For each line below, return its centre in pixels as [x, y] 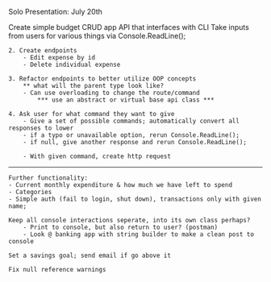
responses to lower [41, 128]
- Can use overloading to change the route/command [111, 93]
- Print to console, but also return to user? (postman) [121, 227]
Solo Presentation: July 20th [56, 12]
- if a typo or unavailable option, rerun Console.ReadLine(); [131, 135]
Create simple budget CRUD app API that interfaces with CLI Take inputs [129, 27]
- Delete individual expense [72, 64]
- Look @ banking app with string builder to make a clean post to [138, 234]
